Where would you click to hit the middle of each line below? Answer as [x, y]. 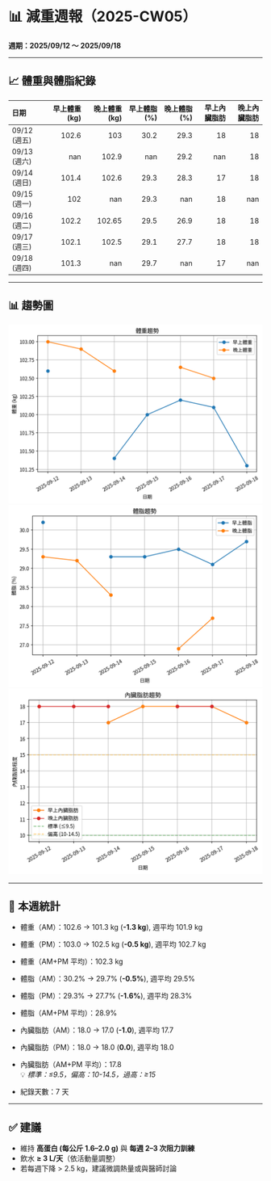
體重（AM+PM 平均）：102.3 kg [71, 961]
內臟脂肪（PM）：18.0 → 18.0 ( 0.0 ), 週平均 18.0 [97, 1048]
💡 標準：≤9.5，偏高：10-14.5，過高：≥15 [88, 1074]
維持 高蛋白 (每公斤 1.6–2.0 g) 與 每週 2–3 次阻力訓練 [107, 1149]
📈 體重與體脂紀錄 [52, 81]
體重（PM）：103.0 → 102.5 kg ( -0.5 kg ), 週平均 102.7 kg [113, 944]
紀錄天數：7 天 [44, 1092]
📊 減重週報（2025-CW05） [103, 17]
